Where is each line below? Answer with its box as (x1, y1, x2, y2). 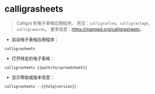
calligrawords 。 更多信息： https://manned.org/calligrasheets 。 (16, 26, 144, 32)
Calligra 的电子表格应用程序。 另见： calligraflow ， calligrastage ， (16, 20, 153, 26)
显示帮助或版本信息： (11, 74, 54, 80)
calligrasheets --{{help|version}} (4, 84, 77, 89)
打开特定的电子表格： (11, 55, 54, 61)
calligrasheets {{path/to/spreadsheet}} (4, 65, 88, 70)
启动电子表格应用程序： (11, 37, 59, 42)
